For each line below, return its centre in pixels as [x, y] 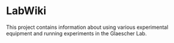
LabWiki [26, 11]
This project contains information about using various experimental [87, 27]
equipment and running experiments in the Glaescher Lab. [76, 33]
